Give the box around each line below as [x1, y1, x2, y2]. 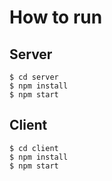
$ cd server [9, 72, 59, 82]
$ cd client [9, 143, 59, 153]
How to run [9, 6, 103, 29]
